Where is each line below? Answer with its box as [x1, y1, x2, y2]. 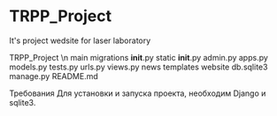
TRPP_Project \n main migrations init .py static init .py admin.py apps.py [9, 52, 268, 62]
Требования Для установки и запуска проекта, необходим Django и [9, 88, 266, 98]
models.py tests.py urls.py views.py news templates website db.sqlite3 [9, 62, 268, 72]
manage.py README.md [9, 70, 99, 81]
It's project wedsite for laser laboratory [9, 35, 151, 46]
